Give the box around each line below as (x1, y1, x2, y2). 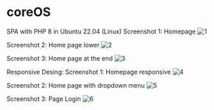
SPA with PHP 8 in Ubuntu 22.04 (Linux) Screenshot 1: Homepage (6, 27, 197, 36)
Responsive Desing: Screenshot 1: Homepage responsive (6, 68, 171, 76)
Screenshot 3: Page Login (6, 95, 81, 103)
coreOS (6, 4, 51, 20)
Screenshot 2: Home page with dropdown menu (6, 81, 145, 89)
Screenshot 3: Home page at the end (6, 54, 113, 63)
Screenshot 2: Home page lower (6, 40, 100, 49)
